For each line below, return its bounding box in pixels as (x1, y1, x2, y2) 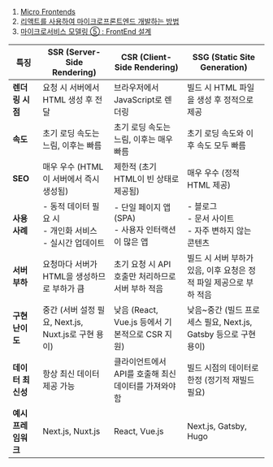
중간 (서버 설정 (42, 305, 96, 315)
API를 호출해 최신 (113, 369, 176, 379)
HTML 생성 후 (42, 94, 93, 105)
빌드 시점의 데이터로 (186, 362, 259, 373)
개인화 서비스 (50, 225, 97, 236)
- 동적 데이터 (42, 201, 90, 212)
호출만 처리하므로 (113, 271, 176, 282)
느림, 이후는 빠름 (42, 140, 102, 151)
